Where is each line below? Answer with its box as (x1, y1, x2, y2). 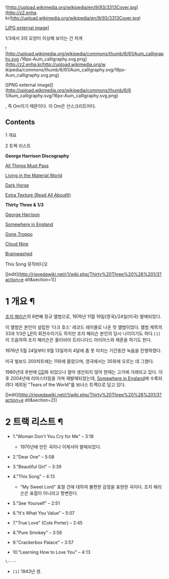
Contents (5, 118, 35, 127)
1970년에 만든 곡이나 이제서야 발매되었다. (20, 444, 102, 450)
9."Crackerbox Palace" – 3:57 (12, 539, 74, 545)
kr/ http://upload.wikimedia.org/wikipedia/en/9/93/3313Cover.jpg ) (5, 15, 141, 21)
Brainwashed (5, 250, 33, 256)
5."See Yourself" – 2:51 (12, 500, 60, 506)
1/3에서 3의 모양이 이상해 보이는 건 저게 (5, 35, 83, 41)
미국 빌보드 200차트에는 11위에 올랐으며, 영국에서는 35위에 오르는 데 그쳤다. (5, 358, 154, 364)
